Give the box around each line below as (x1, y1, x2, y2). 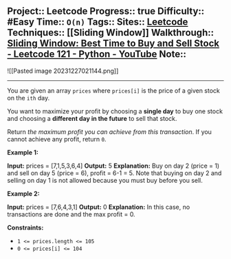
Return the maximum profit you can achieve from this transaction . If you (7, 127, 212, 136)
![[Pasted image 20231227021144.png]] (7, 67, 119, 75)
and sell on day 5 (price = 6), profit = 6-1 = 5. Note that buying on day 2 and (7, 168, 222, 177)
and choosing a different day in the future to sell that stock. (7, 114, 177, 122)
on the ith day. (7, 93, 50, 102)
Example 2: (7, 189, 40, 198)
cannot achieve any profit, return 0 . (7, 135, 107, 143)
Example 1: (7, 148, 39, 157)
